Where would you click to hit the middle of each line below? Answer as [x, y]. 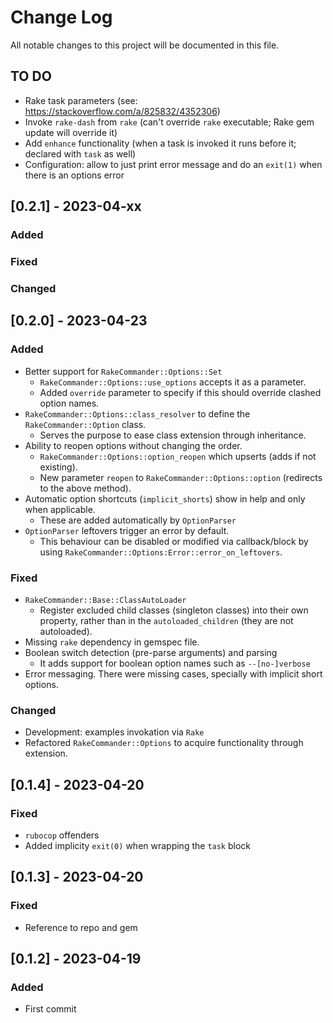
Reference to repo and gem [81, 927]
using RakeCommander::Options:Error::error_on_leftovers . [161, 552]
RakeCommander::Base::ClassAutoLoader [105, 600]
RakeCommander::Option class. [85, 424]
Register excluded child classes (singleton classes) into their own [174, 610]
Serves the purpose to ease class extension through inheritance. [173, 435]
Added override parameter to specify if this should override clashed [180, 392]
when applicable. [60, 509]
